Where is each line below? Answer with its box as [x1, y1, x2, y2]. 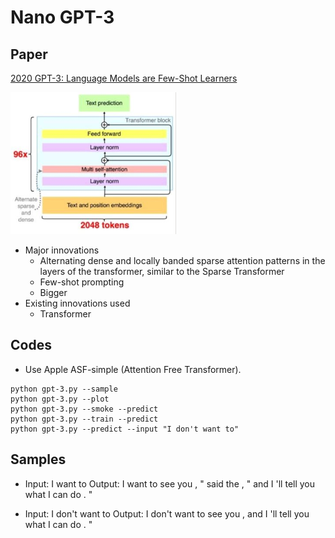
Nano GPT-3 [10, 6, 115, 29]
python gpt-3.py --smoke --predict [10, 404, 159, 414]
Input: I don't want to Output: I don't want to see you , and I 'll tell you [24, 507, 310, 520]
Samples [10, 451, 67, 468]
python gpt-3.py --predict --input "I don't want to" [10, 424, 240, 434]
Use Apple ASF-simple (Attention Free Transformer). [24, 363, 242, 375]
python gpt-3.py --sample [10, 384, 118, 394]
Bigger [39, 287, 68, 298]
